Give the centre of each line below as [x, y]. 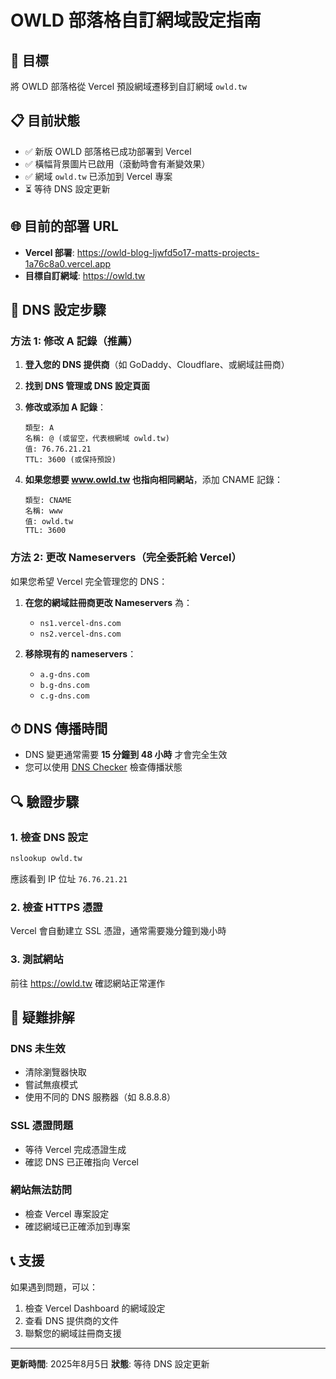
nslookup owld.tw [46, 859]
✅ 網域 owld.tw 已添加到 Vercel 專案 [98, 176]
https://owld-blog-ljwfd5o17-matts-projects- [168, 252]
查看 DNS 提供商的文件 [72, 1320]
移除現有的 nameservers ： [80, 653]
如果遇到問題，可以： [54, 1287]
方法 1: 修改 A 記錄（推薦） [74, 341]
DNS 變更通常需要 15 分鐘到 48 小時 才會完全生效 [126, 755]
